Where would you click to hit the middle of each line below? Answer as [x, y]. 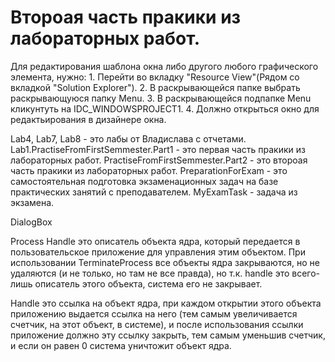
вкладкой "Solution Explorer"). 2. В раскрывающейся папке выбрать [155, 87]
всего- [306, 273]
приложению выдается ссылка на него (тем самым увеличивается [154, 313]
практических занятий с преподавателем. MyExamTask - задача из [154, 192]
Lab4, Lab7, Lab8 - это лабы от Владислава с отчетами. [128, 138]
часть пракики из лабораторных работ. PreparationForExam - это [149, 170]
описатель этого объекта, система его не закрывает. [148, 283]
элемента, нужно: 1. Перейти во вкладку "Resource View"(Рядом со [155, 77]
